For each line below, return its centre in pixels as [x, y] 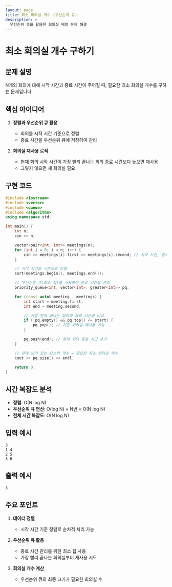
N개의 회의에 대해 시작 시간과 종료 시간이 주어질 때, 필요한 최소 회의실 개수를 [81, 85]
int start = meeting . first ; [53, 301]
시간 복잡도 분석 [29, 389]
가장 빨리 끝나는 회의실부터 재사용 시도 [59, 557]
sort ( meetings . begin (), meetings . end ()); [59, 273]
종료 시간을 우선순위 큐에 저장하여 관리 [59, 140]
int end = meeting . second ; [52, 306]
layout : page [19, 10]
